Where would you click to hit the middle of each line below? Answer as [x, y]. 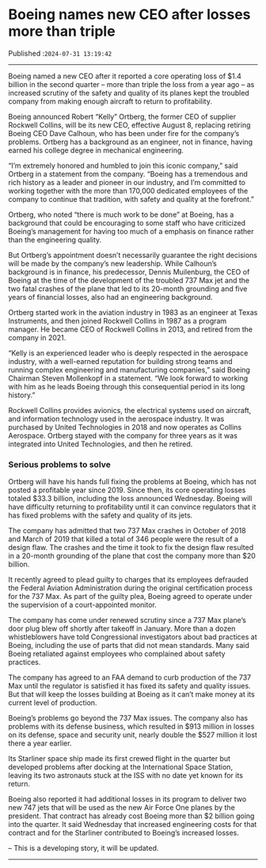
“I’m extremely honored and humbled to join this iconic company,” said [123, 165]
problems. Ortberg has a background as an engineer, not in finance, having [131, 142]
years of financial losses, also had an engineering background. [110, 297]
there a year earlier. [40, 743]
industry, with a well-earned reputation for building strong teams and [120, 361]
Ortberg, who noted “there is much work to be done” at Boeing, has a [121, 214]
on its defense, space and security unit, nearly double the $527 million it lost [133, 735]
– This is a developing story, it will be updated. [84, 848]
